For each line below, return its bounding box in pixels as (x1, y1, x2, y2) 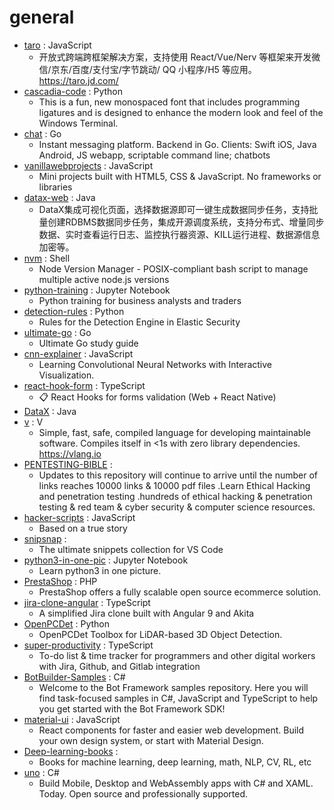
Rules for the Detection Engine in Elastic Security (38, 316, 241, 328)
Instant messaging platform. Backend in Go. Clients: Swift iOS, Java (38, 138, 317, 150)
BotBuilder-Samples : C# (23, 671, 126, 683)
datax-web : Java (23, 191, 96, 203)
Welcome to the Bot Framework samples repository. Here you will (38, 681, 309, 693)
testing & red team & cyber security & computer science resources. (38, 501, 316, 513)
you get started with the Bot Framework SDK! (38, 702, 226, 715)
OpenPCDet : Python (23, 617, 110, 630)
